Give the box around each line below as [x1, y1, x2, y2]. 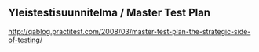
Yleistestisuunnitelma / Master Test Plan [8, 6, 210, 19]
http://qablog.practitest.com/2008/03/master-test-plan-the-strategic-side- [8, 26, 251, 36]
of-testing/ [8, 35, 43, 44]
